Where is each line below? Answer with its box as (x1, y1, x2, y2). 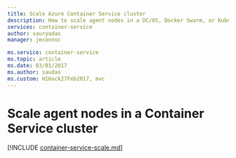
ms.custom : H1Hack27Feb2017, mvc (7, 75, 105, 82)
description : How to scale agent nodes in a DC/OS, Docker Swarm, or (7, 17, 216, 24)
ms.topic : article (7, 55, 61, 63)
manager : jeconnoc (7, 37, 61, 44)
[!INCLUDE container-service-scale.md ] (7, 143, 123, 152)
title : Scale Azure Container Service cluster (7, 10, 146, 18)
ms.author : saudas (7, 68, 61, 76)
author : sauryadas (7, 29, 61, 37)
